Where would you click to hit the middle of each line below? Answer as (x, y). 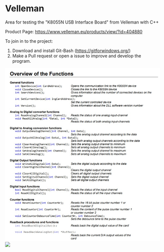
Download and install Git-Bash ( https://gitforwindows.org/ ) (71, 50)
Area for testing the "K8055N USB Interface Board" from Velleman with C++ (82, 22)
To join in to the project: (29, 41)
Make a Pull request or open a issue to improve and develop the (77, 56)
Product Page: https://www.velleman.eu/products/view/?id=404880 (74, 31)
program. (21, 61)
